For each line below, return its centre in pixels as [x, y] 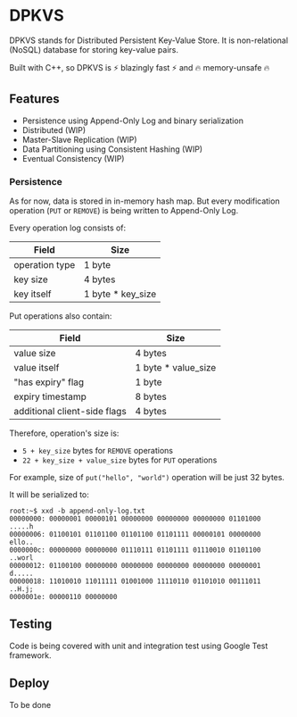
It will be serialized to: [49, 495]
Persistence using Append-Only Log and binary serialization [132, 121]
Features [34, 99]
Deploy [29, 684]
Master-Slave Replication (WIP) [79, 139]
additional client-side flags [70, 412]
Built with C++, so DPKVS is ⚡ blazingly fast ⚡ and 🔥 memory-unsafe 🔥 [140, 67]
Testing [31, 625]
